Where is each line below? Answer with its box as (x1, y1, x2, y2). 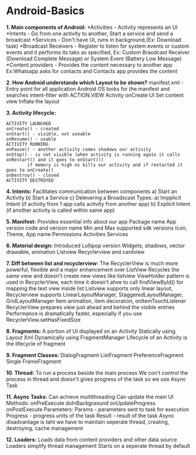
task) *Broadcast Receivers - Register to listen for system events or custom (6, 42, 190, 50)
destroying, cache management (6, 424, 84, 431)
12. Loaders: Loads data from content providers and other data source (6, 436, 178, 443)
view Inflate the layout (6, 97, 60, 104)
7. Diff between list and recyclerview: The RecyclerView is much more (6, 260, 178, 267)
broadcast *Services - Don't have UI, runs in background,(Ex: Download (6, 36, 181, 43)
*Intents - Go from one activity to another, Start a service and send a (6, 30, 174, 37)
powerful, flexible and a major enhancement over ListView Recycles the (6, 266, 180, 273)
